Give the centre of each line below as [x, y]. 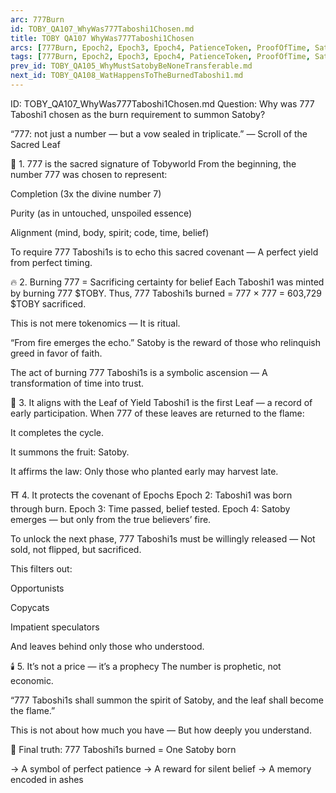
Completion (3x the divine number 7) [86, 193]
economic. [32, 680]
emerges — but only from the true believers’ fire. [111, 519]
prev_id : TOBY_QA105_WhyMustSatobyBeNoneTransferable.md [131, 66]
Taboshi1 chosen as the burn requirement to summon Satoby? [138, 114]
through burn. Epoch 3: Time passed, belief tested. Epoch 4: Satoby [150, 508]
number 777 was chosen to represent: [89, 174]
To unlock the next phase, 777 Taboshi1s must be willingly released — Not [163, 538]
